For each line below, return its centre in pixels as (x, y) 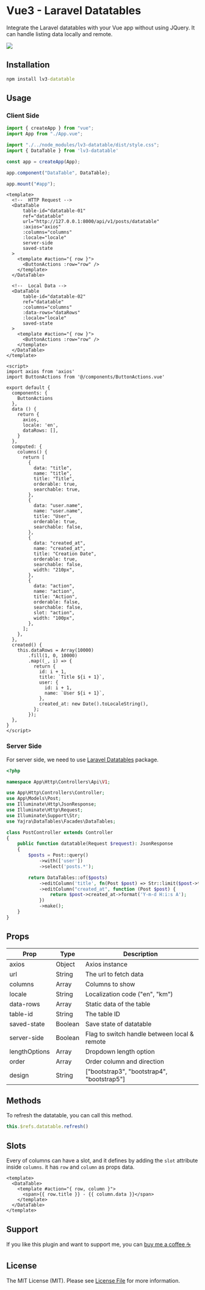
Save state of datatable (118, 1024)
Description (140, 954)
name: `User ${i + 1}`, (75, 693)
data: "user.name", (58, 506)
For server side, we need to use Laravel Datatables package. (82, 760)
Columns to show (110, 984)
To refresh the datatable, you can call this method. (70, 1115)
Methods (24, 1101)
